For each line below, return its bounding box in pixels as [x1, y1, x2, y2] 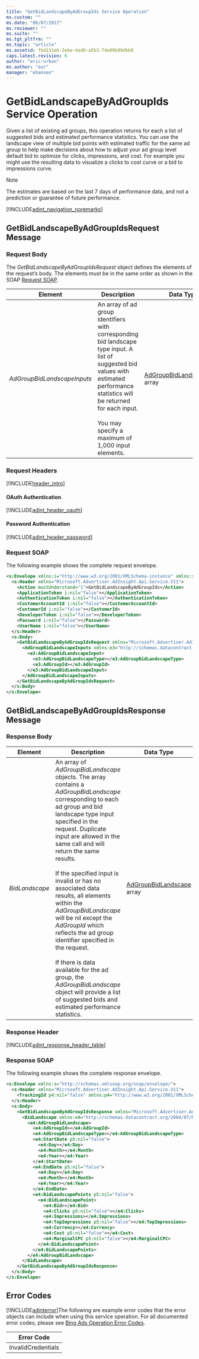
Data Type [144, 748, 174, 756]
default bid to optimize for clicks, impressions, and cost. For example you [6, 153, 185, 160]
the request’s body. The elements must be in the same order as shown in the [6, 269, 193, 277]
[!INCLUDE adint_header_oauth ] [6, 507, 83, 514]
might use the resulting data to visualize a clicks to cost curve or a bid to [6, 158, 183, 166]
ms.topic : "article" [6, 42, 57, 48]
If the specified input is [55, 869, 119, 877]
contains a [55, 780, 85, 788]
